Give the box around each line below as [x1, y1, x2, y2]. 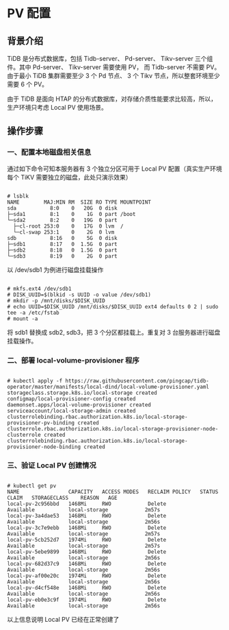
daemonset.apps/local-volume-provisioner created [7, 401, 152, 408]
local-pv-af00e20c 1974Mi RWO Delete [7, 572, 167, 579]
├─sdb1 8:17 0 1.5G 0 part [7, 241, 118, 247]
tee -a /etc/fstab [7, 309, 59, 316]
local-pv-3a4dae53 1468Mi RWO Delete [7, 513, 167, 520]
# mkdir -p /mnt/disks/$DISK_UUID [7, 297, 106, 304]
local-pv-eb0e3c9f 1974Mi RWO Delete [7, 596, 167, 603]
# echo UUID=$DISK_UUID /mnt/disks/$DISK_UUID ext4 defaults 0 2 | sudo [7, 303, 219, 310]
